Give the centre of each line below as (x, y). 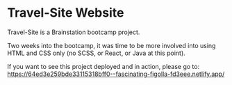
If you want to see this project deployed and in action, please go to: (103, 66)
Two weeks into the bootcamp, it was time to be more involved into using (111, 45)
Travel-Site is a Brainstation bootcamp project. (74, 32)
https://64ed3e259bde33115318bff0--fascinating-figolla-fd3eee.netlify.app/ (116, 74)
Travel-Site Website (66, 13)
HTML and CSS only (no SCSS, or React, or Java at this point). (96, 53)
